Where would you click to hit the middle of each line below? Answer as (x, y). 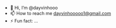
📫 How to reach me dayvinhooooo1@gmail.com (61, 13)
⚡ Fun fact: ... (24, 21)
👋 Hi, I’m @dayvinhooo (34, 8)
